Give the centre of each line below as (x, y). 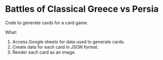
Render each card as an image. (44, 52)
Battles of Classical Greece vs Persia (82, 9)
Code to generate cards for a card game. (47, 23)
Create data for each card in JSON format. (55, 47)
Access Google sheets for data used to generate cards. (68, 42)
